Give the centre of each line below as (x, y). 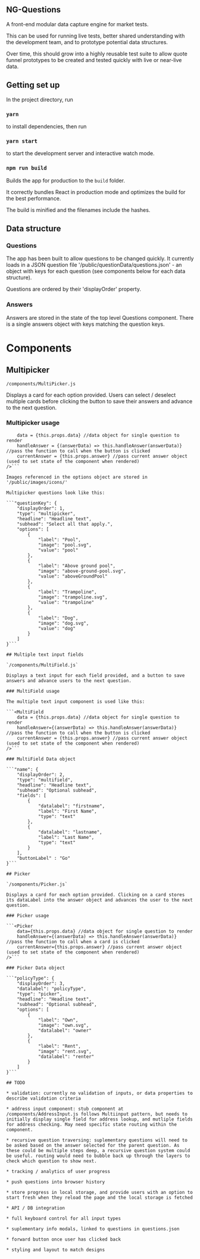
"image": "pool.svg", (65, 545)
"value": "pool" (58, 550)
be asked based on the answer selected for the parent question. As (93, 1145)
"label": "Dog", (58, 618)
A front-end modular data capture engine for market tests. (77, 24)
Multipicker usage (33, 423)
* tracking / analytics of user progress (58, 1171)
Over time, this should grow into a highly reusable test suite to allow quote (97, 54)
